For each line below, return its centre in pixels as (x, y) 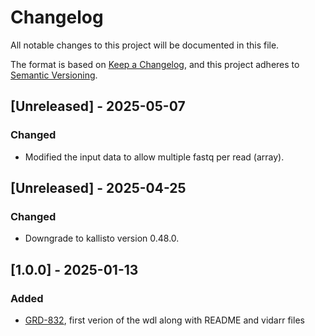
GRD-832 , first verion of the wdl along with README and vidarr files (164, 320)
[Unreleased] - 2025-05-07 (98, 106)
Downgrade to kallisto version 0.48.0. (102, 238)
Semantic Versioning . (54, 75)
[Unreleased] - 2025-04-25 (98, 188)
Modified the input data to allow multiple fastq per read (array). (154, 157)
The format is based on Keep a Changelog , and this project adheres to (155, 64)
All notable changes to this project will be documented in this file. (145, 45)
